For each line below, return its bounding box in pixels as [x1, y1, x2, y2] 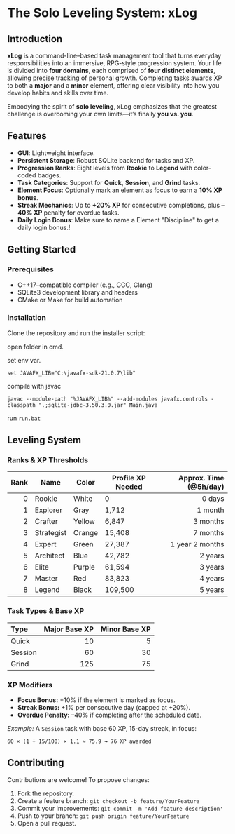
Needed [115, 482, 143, 492]
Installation [7, 313, 47, 323]
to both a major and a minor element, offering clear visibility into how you [7, 81, 220, 89]
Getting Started [7, 243, 76, 255]
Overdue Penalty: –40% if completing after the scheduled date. [17, 711, 202, 720]
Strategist [34, 528, 67, 538]
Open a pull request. [17, 819, 77, 827]
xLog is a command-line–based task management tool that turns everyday [7, 51, 222, 60]
